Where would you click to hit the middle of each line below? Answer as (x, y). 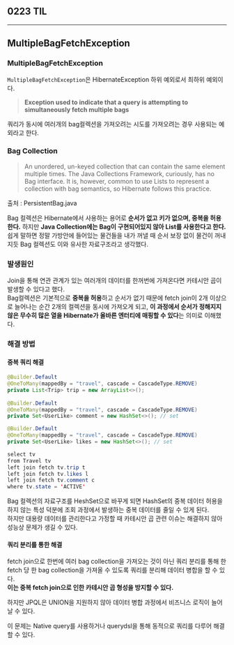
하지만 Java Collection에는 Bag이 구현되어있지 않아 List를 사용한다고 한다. (124, 226)
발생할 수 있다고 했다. (36, 289)
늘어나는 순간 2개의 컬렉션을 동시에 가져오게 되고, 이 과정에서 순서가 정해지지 (118, 307)
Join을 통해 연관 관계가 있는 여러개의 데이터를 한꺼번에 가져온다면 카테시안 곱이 (115, 281)
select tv (22, 454)
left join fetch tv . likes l (48, 474)
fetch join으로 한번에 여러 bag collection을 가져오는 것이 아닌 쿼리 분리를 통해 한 (117, 561)
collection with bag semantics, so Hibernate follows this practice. (118, 189)
